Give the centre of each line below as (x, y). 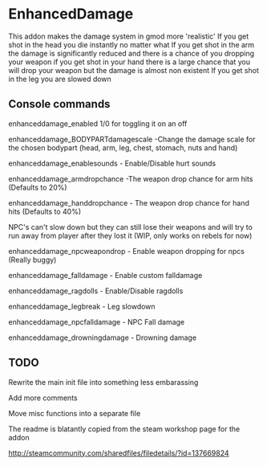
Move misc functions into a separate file (75, 413)
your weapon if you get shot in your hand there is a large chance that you (129, 62)
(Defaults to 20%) (38, 187)
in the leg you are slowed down (60, 79)
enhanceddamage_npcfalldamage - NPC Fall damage (97, 321)
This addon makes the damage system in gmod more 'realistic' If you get (129, 36)
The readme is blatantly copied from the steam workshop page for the (124, 429)
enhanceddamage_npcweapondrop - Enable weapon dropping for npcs (126, 251)
